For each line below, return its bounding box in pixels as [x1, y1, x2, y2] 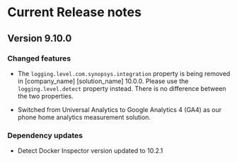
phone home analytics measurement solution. [17, 113, 151, 121]
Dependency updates [7, 130, 83, 140]
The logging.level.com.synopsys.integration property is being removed [17, 69, 231, 77]
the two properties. [17, 92, 74, 100]
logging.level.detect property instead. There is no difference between [17, 84, 226, 92]
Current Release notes [7, 4, 141, 20]
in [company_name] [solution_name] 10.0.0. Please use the [17, 77, 189, 85]
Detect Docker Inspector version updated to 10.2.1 [17, 147, 163, 155]
